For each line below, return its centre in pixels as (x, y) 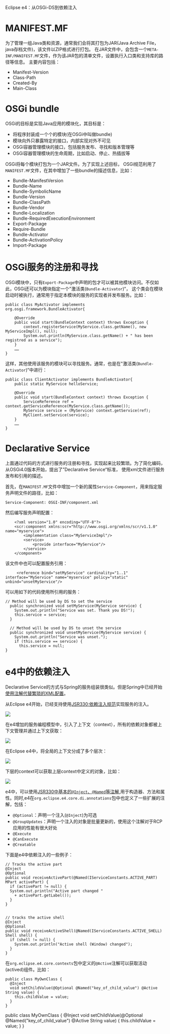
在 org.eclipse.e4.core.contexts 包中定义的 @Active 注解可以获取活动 (76, 963)
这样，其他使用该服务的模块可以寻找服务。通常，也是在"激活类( (72, 363)
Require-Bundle (29, 229)
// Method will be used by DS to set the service (59, 601)
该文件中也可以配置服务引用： (36, 563)
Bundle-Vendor (28, 208)
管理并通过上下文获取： (39, 731)
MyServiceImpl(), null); (31, 331)
